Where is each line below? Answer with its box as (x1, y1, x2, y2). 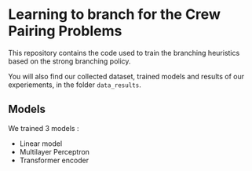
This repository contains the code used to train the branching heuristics (8, 48, 240, 57)
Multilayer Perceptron (19, 147, 90, 156)
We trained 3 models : (8, 123, 79, 133)
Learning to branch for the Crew (8, 5, 221, 24)
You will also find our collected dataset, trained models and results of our (8, 71, 245, 81)
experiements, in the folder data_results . (8, 80, 141, 89)
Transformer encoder (19, 155, 89, 165)
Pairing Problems (8, 22, 122, 40)
